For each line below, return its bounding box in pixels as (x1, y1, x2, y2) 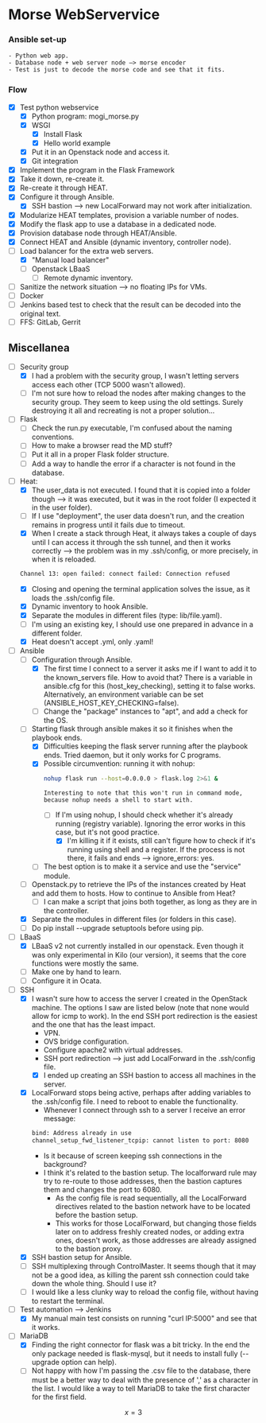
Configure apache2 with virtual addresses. (43, 1045, 183, 1055)
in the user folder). (31, 503, 93, 512)
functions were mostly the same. (31, 958, 139, 968)
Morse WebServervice (8, 6, 160, 24)
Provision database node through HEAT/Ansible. (19, 228, 177, 238)
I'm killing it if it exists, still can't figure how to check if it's (67, 836, 256, 846)
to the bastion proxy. (55, 1244, 123, 1254)
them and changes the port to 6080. (43, 1185, 163, 1195)
